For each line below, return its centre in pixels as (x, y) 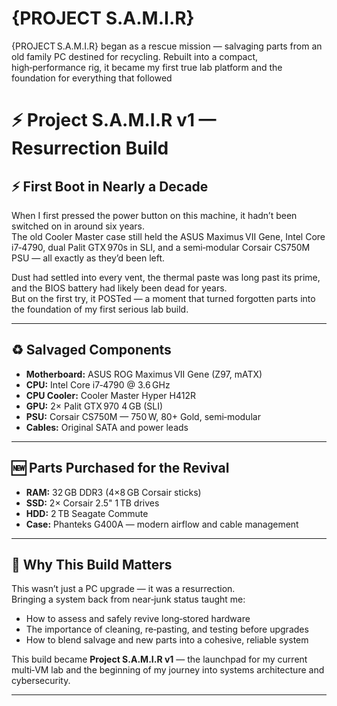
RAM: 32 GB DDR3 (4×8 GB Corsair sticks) (113, 492)
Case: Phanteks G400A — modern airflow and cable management (162, 524)
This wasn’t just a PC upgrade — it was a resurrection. (123, 589)
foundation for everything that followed (92, 78)
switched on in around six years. (78, 226)
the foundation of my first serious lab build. (100, 309)
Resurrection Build (90, 148)
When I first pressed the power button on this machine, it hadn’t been (154, 215)
